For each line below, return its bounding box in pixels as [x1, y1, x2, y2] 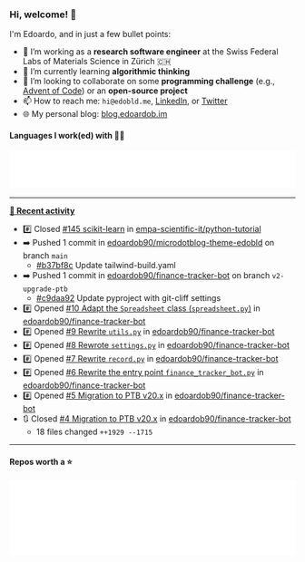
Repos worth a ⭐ [9, 457, 73, 468]
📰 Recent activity [9, 206, 75, 217]
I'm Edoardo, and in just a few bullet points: [9, 29, 172, 40]
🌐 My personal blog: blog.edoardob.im [22, 109, 168, 120]
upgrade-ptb [22, 285, 68, 294]
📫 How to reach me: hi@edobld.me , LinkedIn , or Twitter [22, 95, 228, 107]
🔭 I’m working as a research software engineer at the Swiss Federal [22, 46, 279, 57]
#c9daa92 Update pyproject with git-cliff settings [35, 293, 221, 304]
